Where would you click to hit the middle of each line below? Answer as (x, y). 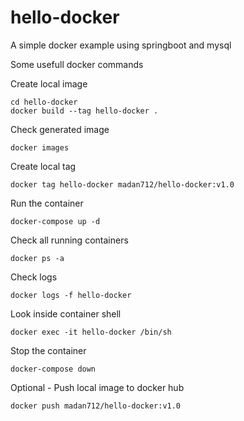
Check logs (34, 277)
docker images (40, 147)
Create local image (49, 83)
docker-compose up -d (55, 221)
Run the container (47, 203)
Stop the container (48, 350)
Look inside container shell (66, 313)
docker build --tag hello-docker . (84, 111)
